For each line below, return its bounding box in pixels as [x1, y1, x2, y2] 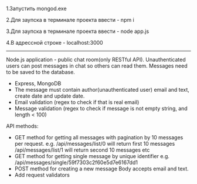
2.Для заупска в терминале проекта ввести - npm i [6, 16, 135, 23]
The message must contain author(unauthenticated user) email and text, [14, 86, 189, 93]
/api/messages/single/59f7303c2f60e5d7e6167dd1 [14, 159, 138, 166]
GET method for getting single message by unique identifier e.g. [14, 153, 170, 159]
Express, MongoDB [14, 80, 62, 87]
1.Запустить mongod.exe [6, 5, 67, 12]
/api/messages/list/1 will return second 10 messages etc [14, 146, 150, 153]
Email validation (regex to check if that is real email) [14, 99, 140, 105]
